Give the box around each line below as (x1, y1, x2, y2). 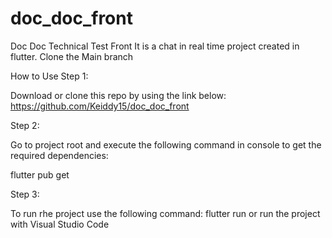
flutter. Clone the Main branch (10, 50, 134, 62)
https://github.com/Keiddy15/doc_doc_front (10, 100, 190, 112)
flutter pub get (10, 168, 70, 181)
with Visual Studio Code (10, 218, 110, 230)
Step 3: (10, 188, 40, 200)
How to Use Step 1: (10, 70, 89, 82)
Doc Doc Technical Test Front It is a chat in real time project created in (10, 40, 300, 52)
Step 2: (10, 119, 40, 131)
